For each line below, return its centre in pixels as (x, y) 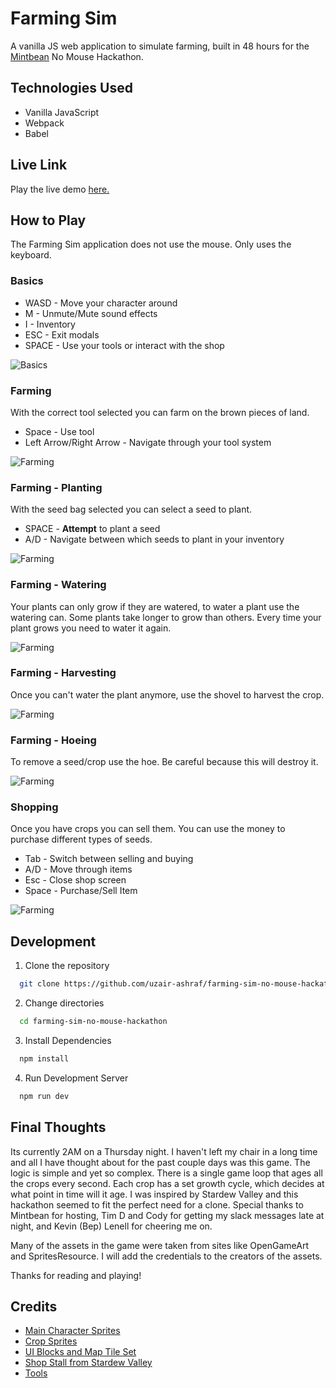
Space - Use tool (59, 431)
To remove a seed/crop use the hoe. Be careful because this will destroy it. (164, 762)
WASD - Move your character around (101, 303)
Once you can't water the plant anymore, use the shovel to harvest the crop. (167, 694)
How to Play (48, 220)
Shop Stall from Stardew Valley (88, 1363)
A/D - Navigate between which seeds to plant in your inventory (154, 539)
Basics (27, 281)
